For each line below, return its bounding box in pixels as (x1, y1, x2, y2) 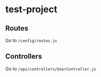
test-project (5, 4, 57, 15)
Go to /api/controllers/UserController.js (5, 65, 96, 72)
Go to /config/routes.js (5, 37, 57, 43)
